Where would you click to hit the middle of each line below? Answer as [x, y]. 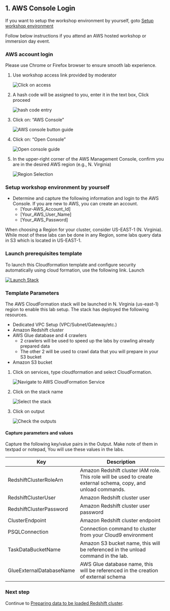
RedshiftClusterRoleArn [35, 480]
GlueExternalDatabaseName [41, 570]
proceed [21, 100]
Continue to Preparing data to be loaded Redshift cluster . [65, 603]
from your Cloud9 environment [117, 535]
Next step [17, 592]
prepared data [35, 346]
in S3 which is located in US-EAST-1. [44, 241]
